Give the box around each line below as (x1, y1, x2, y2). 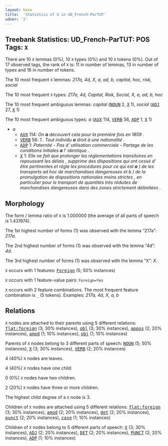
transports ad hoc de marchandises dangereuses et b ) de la (19, 169, 146, 175)
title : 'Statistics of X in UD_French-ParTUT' (5, 12, 106, 17)
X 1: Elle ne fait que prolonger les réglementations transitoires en (19, 153, 153, 159)
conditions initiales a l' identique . (19, 147, 89, 153)
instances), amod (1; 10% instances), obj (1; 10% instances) (5, 330, 127, 336)
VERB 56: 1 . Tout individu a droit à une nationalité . (19, 137, 125, 143)
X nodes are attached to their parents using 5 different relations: (5, 320, 136, 326)
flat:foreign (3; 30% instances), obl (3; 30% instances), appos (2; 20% (5, 325, 162, 331)
